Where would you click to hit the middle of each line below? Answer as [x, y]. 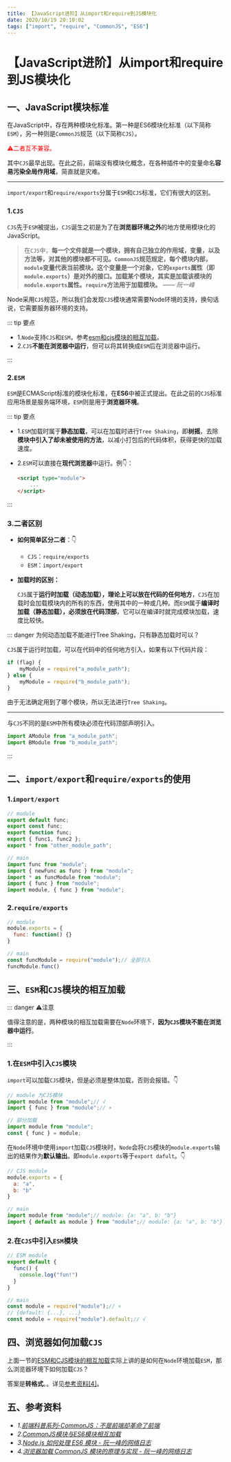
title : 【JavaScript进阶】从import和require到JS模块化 [82, 13]
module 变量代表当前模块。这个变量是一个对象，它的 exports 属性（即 [119, 267]
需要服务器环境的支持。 [58, 308]
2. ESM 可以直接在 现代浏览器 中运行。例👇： [75, 463]
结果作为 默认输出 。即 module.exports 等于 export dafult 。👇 [102, 1155]
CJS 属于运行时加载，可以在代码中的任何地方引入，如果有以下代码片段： [108, 649]
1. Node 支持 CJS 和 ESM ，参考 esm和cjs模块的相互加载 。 [90, 337]
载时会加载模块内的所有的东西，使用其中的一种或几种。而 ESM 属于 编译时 [118, 603]
